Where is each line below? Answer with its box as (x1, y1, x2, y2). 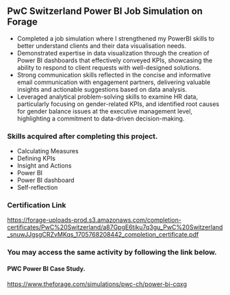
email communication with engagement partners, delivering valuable (16, 78, 211, 86)
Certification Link (7, 201, 66, 210)
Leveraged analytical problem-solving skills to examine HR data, (16, 92, 199, 101)
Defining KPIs (16, 154, 56, 163)
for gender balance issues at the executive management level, (16, 107, 193, 115)
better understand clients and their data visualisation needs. (16, 41, 187, 50)
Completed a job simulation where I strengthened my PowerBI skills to (16, 34, 214, 42)
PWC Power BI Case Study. (7, 264, 86, 272)
